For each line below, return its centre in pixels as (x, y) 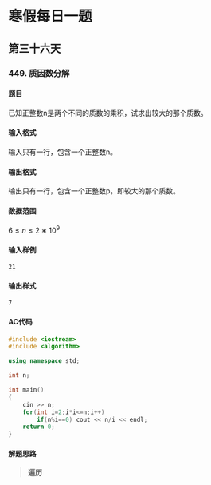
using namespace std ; (44, 361)
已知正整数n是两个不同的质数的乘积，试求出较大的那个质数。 (108, 113)
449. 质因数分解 (39, 73)
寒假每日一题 (51, 16)
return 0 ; (39, 427)
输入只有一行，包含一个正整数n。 (63, 152)
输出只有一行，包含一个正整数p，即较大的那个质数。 (94, 191)
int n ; (19, 376)
